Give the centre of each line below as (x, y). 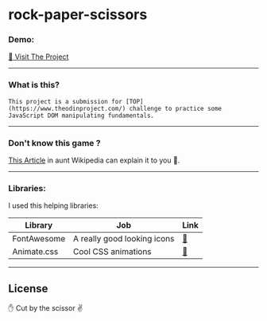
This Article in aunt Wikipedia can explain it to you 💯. (94, 160)
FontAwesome (39, 239)
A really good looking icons (124, 239)
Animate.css (35, 252)
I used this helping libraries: (54, 206)
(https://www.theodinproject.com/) (67, 108)
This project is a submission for (66, 101)
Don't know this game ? (54, 143)
